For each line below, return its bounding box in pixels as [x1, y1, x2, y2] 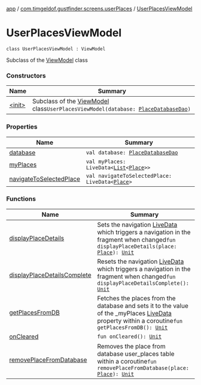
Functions [6, 195, 36, 203]
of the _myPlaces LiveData [97, 309, 172, 317]
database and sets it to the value [97, 302, 188, 310]
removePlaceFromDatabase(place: [97, 365, 190, 371]
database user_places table [97, 350, 175, 358]
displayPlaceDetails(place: [97, 243, 178, 250]
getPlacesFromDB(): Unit [97, 324, 168, 331]
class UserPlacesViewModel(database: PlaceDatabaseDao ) [32, 105, 191, 113]
